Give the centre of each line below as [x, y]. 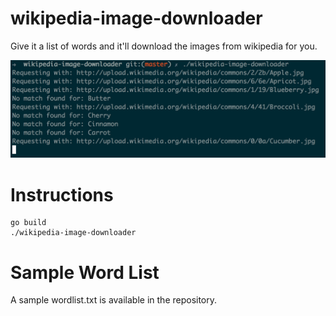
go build [28, 223]
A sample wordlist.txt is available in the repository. [114, 300]
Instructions [62, 194]
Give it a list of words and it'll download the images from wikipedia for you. [164, 46]
